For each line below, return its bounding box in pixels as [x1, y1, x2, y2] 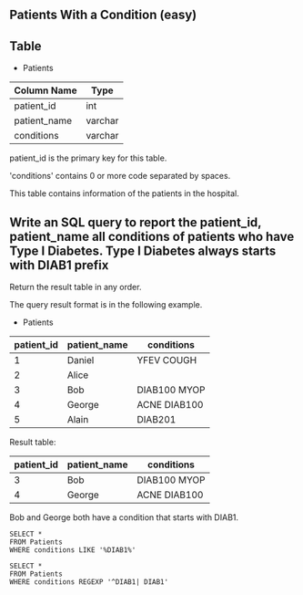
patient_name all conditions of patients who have [9, 228, 295, 245]
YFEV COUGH [136, 354, 197, 367]
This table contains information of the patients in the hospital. [9, 188, 239, 199]
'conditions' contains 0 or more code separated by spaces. [9, 171, 231, 182]
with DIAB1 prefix [9, 257, 109, 273]
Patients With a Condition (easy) [9, 7, 197, 23]
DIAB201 [136, 413, 177, 426]
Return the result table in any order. [9, 282, 142, 293]
